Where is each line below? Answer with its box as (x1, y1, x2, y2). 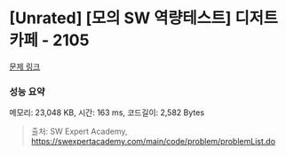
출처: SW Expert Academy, (30, 126, 128, 137)
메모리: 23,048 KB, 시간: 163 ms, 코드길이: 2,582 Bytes (9, 107, 205, 118)
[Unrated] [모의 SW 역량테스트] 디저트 (9, 8, 278, 28)
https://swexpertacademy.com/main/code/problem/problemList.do (30, 136, 276, 147)
